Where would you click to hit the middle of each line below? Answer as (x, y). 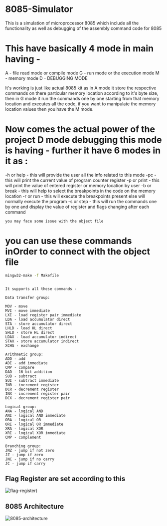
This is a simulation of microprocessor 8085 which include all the (72, 23)
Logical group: (21, 407)
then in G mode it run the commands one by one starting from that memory (82, 98)
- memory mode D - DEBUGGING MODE (47, 78)
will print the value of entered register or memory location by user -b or (78, 185)
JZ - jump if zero (24, 455)
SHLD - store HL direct (30, 332)
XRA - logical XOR (24, 428)
